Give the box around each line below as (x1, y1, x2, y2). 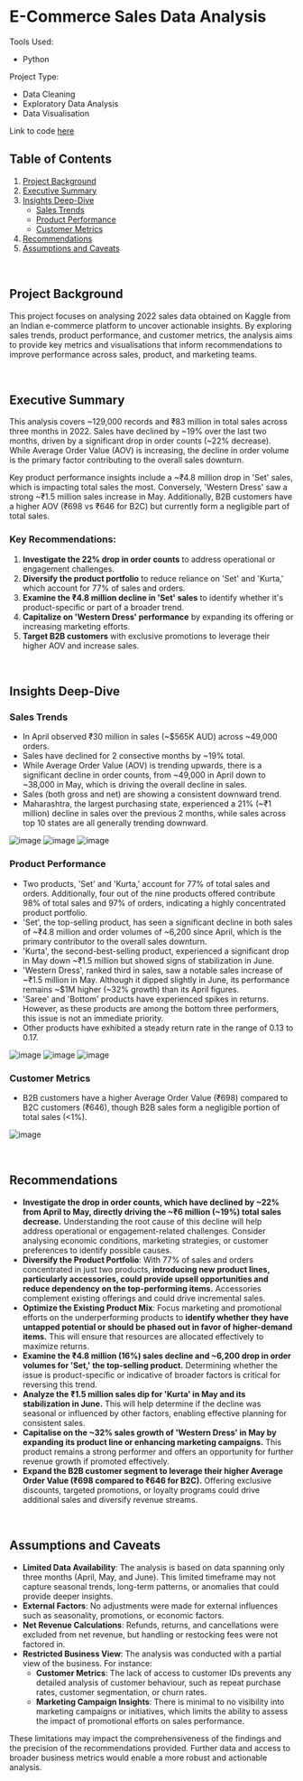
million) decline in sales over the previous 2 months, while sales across (22, 808, 287, 819)
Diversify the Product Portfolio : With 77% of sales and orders (22, 1254, 254, 1265)
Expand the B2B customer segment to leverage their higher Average (22, 1465, 284, 1476)
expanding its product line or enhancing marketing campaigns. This (22, 1436, 282, 1447)
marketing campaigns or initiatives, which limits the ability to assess (35, 1705, 289, 1717)
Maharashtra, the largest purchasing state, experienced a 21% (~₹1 (22, 798, 272, 809)
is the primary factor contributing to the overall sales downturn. (9, 454, 244, 466)
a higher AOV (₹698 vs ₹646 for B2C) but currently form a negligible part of (9, 501, 290, 512)
